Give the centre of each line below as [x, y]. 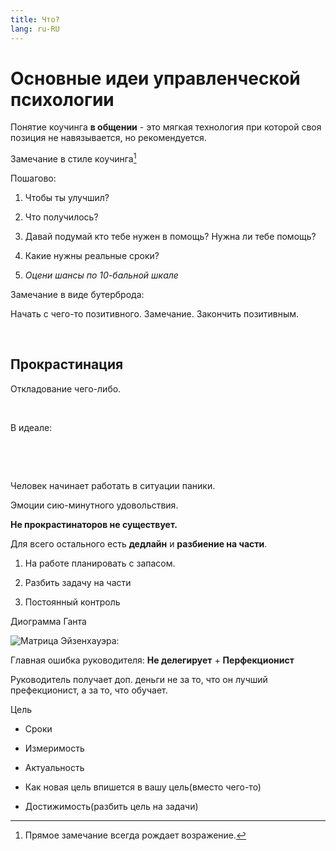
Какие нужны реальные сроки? [92, 256]
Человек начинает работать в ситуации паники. [113, 485]
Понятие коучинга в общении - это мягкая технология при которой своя [166, 127]
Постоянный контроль [72, 602]
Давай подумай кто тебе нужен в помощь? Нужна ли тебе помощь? [170, 237]
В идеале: [31, 427]
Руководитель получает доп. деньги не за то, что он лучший [139, 679]
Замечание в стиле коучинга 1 [73, 158]
